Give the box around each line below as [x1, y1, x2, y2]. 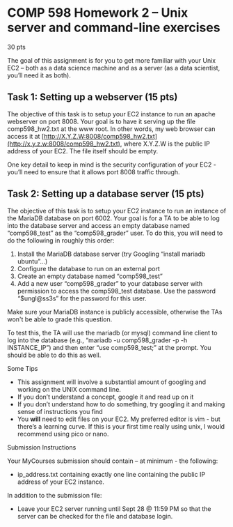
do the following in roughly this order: [7, 236, 115, 245]
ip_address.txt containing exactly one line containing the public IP [17, 470, 206, 478]
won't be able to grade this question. [7, 315, 113, 323]
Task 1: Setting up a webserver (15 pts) [7, 91, 178, 103]
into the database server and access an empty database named [7, 221, 190, 229]
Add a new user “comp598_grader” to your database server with [17, 279, 203, 287]
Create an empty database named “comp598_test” [17, 272, 163, 280]
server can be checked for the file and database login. [17, 512, 173, 520]
